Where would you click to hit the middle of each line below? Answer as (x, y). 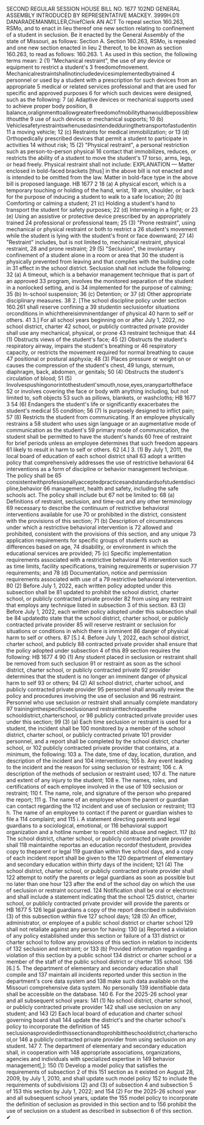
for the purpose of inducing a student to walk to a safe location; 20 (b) (94, 197)
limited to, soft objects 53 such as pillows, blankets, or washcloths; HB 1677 (101, 398)
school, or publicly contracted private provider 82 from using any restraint (99, 598)
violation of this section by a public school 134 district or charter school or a (101, 955)
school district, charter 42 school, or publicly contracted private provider (97, 326)
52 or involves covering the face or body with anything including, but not (97, 391)
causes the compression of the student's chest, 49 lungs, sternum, (90, 365)
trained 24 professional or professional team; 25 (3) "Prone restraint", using (101, 223)
